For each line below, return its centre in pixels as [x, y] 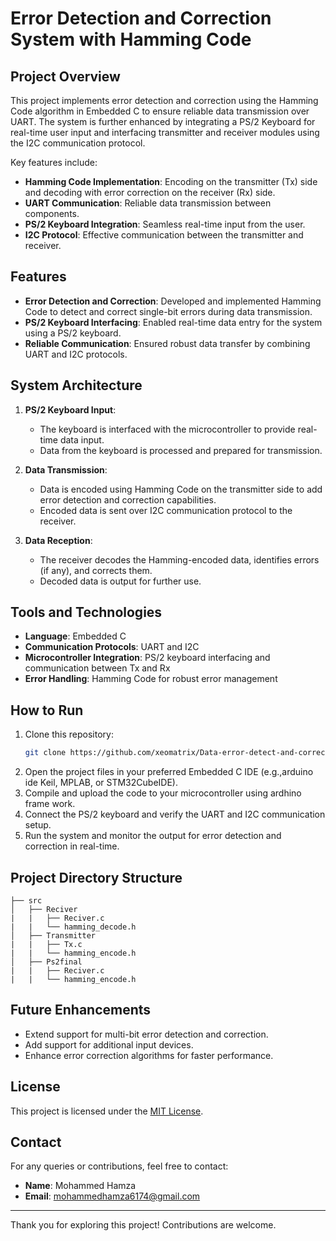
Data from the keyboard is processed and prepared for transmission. [181, 450]
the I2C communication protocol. [78, 143]
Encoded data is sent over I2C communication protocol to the [166, 510]
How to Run [47, 710]
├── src [26, 900]
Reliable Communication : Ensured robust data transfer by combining [167, 343]
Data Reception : [58, 540]
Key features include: [54, 162]
